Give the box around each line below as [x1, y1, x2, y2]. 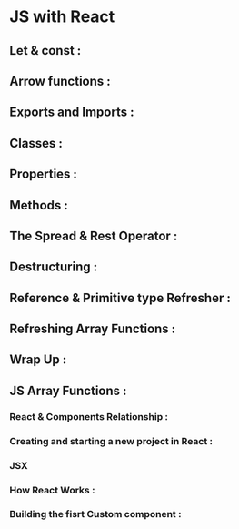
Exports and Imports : [9, 105, 134, 120]
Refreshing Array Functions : [9, 321, 176, 337]
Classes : [9, 135, 64, 151]
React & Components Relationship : [9, 410, 169, 422]
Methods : [9, 198, 68, 213]
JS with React [9, 6, 115, 27]
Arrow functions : [9, 73, 111, 88]
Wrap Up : [9, 352, 67, 368]
